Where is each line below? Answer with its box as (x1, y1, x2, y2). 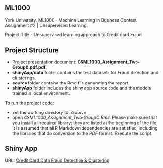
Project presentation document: (12, 59, 77, 65)
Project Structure (5, 46, 59, 55)
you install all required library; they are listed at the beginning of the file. (12, 120, 158, 126)
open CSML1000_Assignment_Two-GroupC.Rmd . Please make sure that (12, 114, 157, 120)
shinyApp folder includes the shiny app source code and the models (12, 85, 151, 91)
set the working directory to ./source (12, 109, 87, 115)
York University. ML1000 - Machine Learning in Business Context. (5, 17, 138, 23)
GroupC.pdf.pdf (12, 64, 46, 70)
